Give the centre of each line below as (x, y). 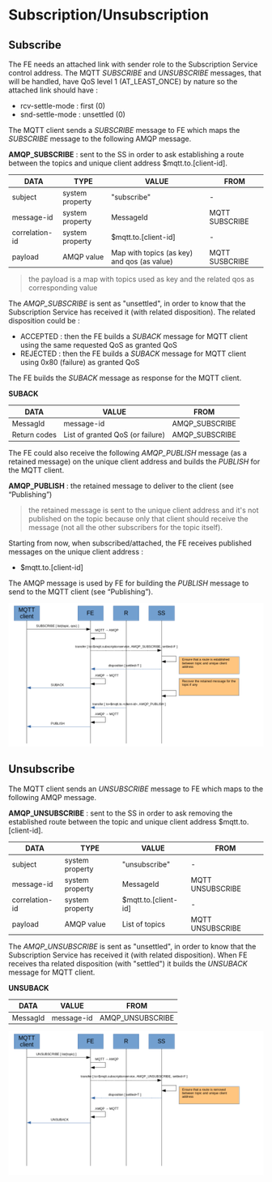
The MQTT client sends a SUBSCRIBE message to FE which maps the (124, 130)
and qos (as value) (142, 261)
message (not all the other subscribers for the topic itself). (125, 527)
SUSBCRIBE (229, 261)
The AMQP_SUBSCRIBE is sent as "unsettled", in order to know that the (127, 303)
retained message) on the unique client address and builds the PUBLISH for (134, 461)
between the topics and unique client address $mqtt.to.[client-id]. (118, 163)
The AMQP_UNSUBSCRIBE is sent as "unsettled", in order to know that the (132, 946)
